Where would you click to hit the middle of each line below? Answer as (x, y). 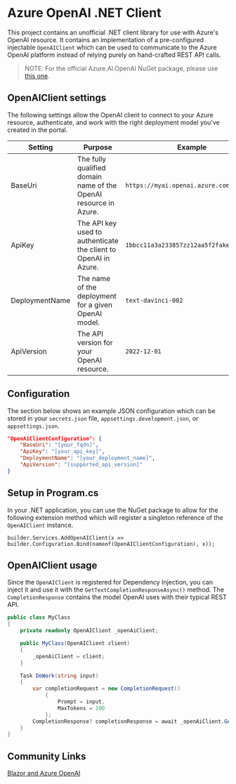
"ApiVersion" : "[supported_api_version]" (81, 465)
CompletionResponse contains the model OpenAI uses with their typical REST (117, 597)
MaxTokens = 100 (81, 708)
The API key (97, 223)
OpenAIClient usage (52, 566)
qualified (92, 168)
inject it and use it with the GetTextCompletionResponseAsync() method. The (116, 590)
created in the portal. (38, 130)
